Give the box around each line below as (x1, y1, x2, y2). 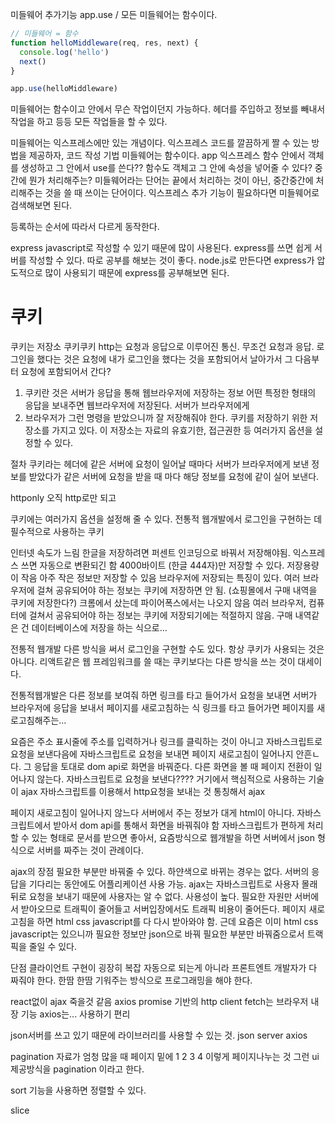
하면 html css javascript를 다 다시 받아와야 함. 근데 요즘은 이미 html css (36, 916, 319, 928)
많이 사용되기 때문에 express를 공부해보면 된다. (44, 267, 230, 279)
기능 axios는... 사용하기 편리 (20, 1008, 131, 1020)
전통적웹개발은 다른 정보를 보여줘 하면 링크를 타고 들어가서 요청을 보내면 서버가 (10, 689, 318, 702)
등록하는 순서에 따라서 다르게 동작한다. (10, 221, 160, 233)
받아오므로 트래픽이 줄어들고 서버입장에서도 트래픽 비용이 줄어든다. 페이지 (20, 903, 307, 915)
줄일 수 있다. (28, 941, 78, 953)
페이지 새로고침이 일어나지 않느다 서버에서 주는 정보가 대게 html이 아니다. (10, 807, 295, 819)
